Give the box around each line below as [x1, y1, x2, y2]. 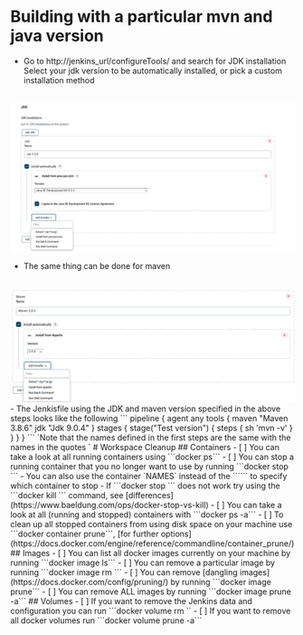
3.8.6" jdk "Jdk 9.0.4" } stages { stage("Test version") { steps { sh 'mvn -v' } [10, 422, 293, 433]
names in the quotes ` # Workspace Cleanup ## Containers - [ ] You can [10, 441, 279, 452]
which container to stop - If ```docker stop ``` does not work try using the [10, 480, 280, 491]
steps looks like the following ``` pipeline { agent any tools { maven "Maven [10, 412, 289, 423]
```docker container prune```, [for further [10, 528, 159, 539]
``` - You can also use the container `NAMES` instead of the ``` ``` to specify [10, 470, 288, 481]
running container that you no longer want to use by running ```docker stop [10, 460, 289, 472]
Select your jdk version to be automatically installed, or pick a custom [23, 65, 283, 76]
